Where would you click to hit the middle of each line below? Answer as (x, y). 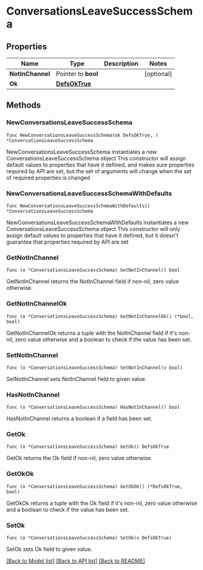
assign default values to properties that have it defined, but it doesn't (92, 235)
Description (121, 64)
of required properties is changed (48, 177)
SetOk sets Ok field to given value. (49, 549)
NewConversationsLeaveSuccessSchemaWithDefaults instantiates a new (98, 222)
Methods (24, 105)
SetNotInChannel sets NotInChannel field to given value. (76, 379)
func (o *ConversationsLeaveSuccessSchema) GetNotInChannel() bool (93, 270)
